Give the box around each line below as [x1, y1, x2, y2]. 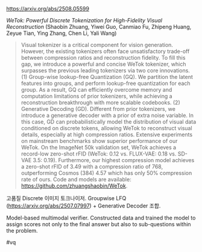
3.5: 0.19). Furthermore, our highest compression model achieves [33, 157, 195, 163]
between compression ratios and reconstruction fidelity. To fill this [21, 54, 186, 61]
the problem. [6, 227, 38, 234]
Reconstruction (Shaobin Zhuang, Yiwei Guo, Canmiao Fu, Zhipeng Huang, [6, 24, 192, 30]
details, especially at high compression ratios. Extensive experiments [21, 131, 193, 138]
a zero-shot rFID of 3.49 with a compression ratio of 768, [21, 163, 163, 170]
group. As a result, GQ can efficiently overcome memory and [21, 86, 172, 93]
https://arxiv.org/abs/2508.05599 [6, 5, 89, 12]
